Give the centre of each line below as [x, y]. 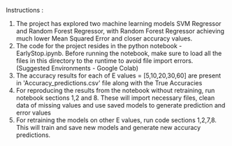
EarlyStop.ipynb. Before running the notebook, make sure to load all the [119, 53]
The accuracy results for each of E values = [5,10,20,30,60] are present [118, 75]
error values [33, 112]
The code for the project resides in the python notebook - [99, 46]
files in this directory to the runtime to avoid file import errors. [104, 61]
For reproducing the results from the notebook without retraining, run [115, 90]
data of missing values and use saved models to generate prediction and [121, 105]
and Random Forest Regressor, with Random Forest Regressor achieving [120, 31]
